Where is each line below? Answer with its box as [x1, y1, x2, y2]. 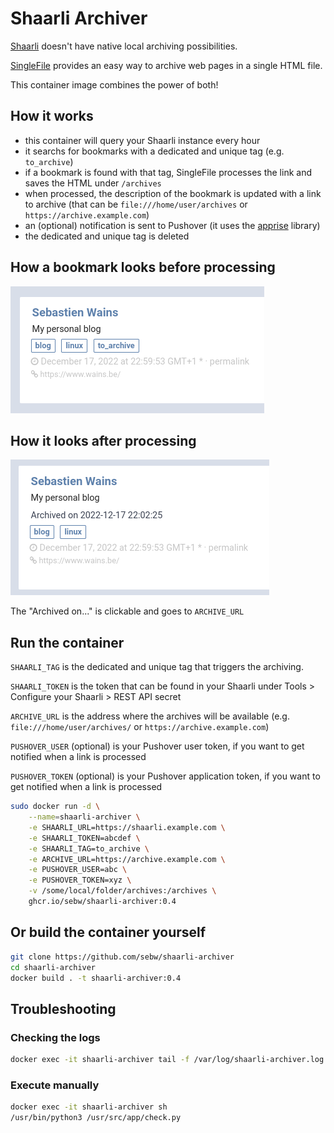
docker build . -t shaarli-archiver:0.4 [10, 973, 182, 983]
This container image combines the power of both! [10, 78, 219, 91]
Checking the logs [10, 1030, 101, 1044]
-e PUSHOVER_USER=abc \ [28, 865, 128, 875]
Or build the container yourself [10, 924, 207, 941]
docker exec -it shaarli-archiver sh [10, 1102, 168, 1112]
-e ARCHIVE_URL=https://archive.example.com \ [28, 854, 226, 864]
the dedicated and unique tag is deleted [24, 230, 190, 242]
